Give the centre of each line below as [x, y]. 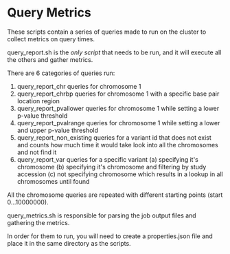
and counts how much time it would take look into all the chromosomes [117, 145]
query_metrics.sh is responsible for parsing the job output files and [102, 215]
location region [38, 100]
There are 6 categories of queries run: [61, 73]
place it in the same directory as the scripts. [69, 243]
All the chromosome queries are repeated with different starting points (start [115, 195]
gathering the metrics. [38, 222]
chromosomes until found [53, 181]
